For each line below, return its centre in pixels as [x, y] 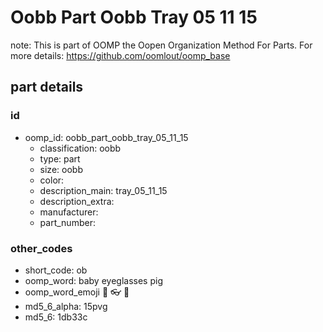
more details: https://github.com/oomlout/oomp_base [120, 55]
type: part [60, 158]
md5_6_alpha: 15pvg [66, 306]
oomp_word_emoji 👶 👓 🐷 [77, 292]
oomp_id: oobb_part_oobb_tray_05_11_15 [106, 137]
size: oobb [61, 169]
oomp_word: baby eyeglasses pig [93, 280]
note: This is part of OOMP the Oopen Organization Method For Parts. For [161, 45]
